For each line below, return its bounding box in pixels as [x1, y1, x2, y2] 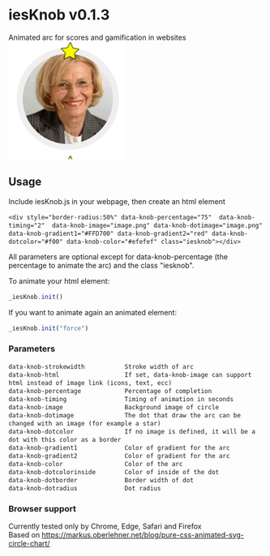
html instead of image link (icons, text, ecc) [8, 379, 173, 387]
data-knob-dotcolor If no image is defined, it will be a [8, 427, 255, 435]
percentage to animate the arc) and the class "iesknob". [8, 260, 195, 270]
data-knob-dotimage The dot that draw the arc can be [8, 411, 242, 419]
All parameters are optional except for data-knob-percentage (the [8, 251, 229, 261]
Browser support [8, 503, 77, 514]
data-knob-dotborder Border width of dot [8, 476, 195, 484]
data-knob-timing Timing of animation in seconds [8, 395, 234, 403]
